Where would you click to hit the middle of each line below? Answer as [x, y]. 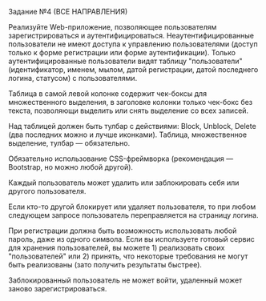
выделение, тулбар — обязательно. [69, 143]
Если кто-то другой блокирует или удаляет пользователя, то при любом [132, 207]
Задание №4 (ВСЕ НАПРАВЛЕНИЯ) [68, 12]
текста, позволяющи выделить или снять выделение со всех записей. [129, 110]
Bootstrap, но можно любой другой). [71, 167]
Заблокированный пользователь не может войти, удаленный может [125, 280]
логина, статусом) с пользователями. [73, 78]
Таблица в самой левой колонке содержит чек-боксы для [107, 94]
